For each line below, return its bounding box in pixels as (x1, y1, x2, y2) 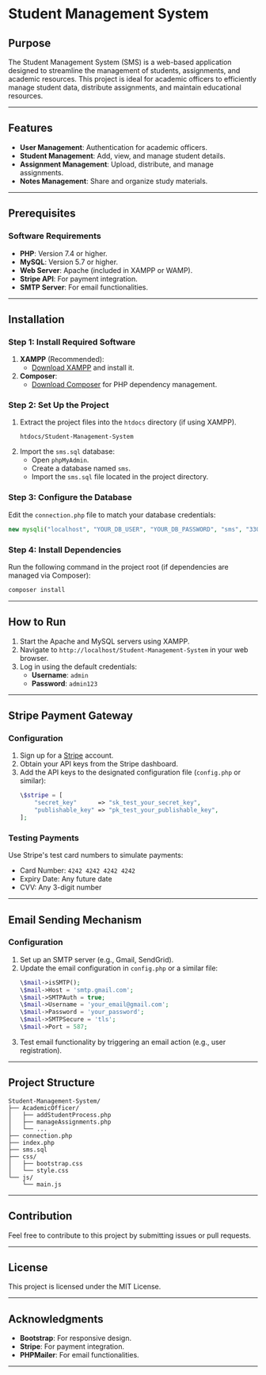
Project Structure (8, 1076, 95, 1089)
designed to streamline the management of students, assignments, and (8, 66, 241, 75)
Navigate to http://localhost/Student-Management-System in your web (19, 644, 249, 655)
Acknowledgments (8, 1312, 104, 1326)
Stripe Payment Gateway (8, 709, 133, 723)
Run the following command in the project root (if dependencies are (8, 562, 230, 571)
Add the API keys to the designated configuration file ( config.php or (19, 767, 241, 778)
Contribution (8, 1209, 73, 1223)
